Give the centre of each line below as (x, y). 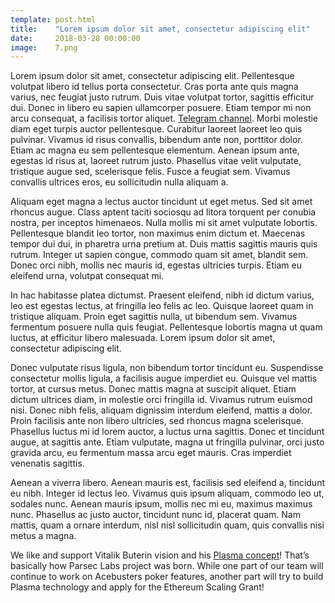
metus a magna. (43, 536)
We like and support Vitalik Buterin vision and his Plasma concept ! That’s (160, 555)
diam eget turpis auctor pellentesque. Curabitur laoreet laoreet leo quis (156, 129)
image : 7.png (44, 47)
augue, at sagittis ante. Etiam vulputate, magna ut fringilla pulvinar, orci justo (167, 442)
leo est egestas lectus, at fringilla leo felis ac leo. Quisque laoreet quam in (162, 306)
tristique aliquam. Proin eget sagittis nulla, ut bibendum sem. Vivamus (154, 317)
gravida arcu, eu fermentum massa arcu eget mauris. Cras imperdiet (151, 453)
